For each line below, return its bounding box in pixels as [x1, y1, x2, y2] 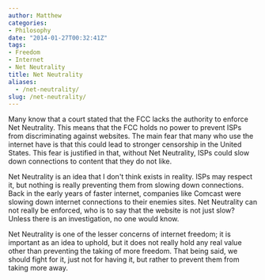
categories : [8, 19, 47, 27]
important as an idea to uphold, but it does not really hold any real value [8, 238, 243, 247]
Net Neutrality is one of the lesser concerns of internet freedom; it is [8, 229, 231, 239]
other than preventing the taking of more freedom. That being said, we [8, 247, 238, 256]
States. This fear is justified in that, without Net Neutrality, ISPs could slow [8, 148, 250, 158]
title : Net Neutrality [8, 71, 83, 79]
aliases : [8, 78, 37, 86]
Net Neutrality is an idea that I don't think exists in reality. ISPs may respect [8, 172, 253, 182]
